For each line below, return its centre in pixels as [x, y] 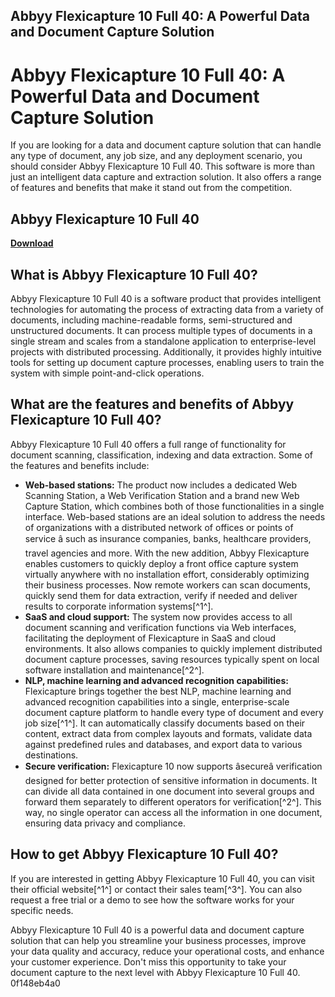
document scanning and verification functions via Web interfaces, [160, 627]
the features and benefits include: [80, 465]
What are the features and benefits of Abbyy [152, 404]
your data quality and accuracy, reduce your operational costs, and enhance [167, 951]
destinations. [51, 755]
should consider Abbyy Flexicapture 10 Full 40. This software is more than [162, 166]
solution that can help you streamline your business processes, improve [158, 940]
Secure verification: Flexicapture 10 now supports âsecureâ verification [173, 766]
